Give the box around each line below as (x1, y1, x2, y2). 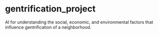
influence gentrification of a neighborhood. (5, 24, 92, 30)
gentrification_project (5, 3, 96, 14)
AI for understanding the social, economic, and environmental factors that (5, 19, 154, 25)
